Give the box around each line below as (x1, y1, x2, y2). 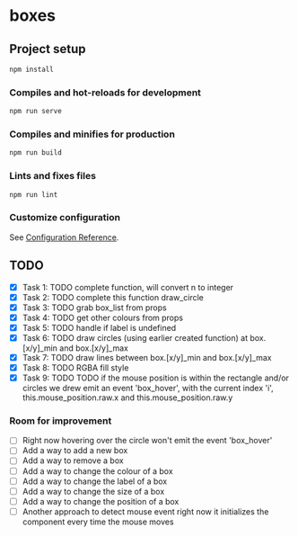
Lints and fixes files (9, 170, 97, 183)
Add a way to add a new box (22, 445, 128, 456)
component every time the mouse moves (22, 516, 174, 527)
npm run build (9, 148, 63, 157)
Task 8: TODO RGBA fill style (22, 362, 129, 373)
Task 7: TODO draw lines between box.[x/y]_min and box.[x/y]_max (22, 352, 272, 362)
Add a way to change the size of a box (22, 486, 165, 496)
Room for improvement (9, 415, 112, 427)
